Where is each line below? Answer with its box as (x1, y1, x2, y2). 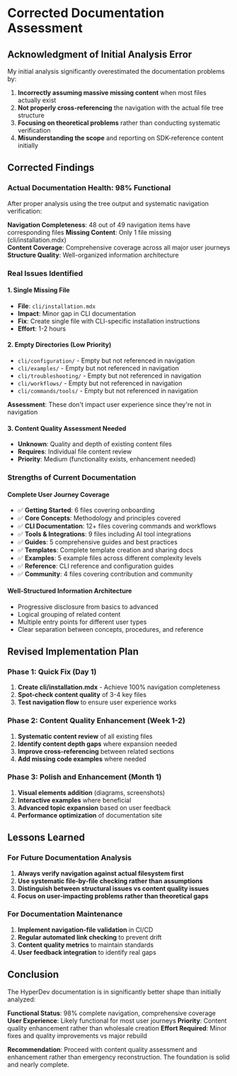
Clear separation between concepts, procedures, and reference (17, 625, 204, 633)
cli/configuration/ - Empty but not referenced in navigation (17, 356, 195, 365)
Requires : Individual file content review (17, 447, 132, 456)
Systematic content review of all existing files (17, 732, 154, 740)
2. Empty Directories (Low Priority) (7, 341, 112, 349)
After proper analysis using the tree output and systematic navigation (7, 199, 209, 207)
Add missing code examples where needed (17, 754, 146, 763)
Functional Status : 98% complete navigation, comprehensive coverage (7, 1009, 216, 1017)
